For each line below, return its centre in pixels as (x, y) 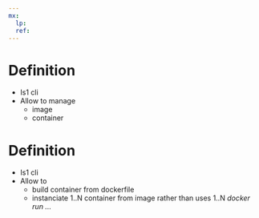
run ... (42, 207)
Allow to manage (48, 101)
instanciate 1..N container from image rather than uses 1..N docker (141, 198)
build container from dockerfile (83, 190)
